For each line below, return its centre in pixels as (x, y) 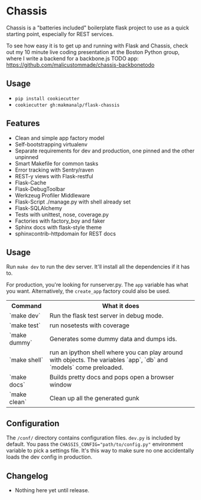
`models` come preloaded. (86, 367)
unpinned (27, 157)
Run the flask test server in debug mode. (106, 316)
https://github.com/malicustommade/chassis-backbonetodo (80, 65)
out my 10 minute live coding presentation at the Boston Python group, (93, 52)
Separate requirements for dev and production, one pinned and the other (105, 151)
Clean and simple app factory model (60, 138)
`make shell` (26, 360)
